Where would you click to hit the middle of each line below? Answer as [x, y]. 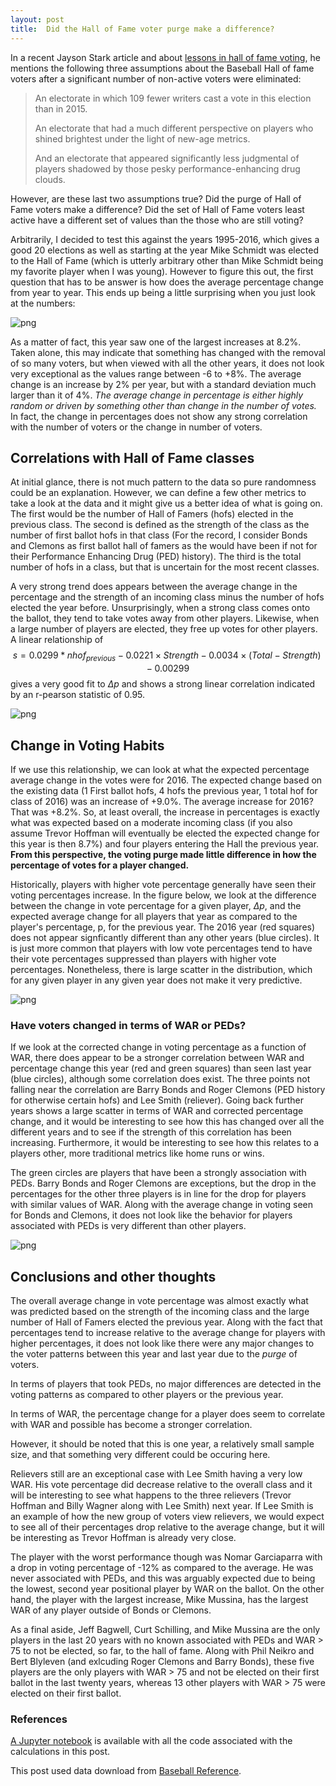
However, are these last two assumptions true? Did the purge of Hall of [156, 198]
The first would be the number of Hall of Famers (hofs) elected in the [152, 514]
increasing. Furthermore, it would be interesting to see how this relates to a [165, 1143]
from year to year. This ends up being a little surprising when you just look [163, 292]
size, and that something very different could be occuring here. [140, 1455]
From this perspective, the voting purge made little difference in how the [163, 854]
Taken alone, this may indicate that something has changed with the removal [168, 352]
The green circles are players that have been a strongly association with [158, 1173]
